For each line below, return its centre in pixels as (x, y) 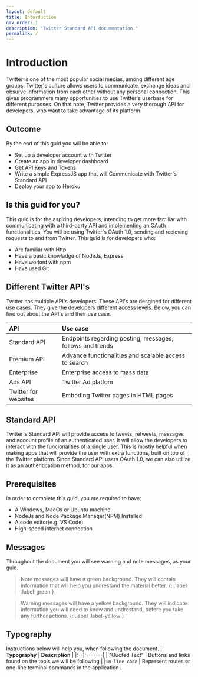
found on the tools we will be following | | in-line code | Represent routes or (98, 661)
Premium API (27, 359)
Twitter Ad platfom (87, 382)
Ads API (20, 382)
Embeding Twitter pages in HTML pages (117, 395)
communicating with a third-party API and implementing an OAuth (86, 225)
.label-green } (37, 591)
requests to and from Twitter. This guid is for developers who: (81, 238)
